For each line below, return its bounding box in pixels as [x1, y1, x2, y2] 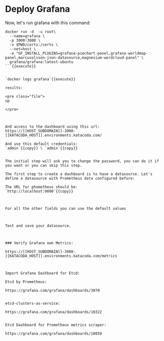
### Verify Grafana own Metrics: [5, 240, 74, 245]
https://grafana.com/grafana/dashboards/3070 [5, 288, 100, 293]
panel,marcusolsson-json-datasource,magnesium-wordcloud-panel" [5, 55, 139, 60]
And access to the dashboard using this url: [5, 124, 100, 129]
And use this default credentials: [5, 141, 78, 146]
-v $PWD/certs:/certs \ [9, 42, 58, 47]
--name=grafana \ [9, 34, 45, 38]
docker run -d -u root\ [5, 29, 56, 34]
